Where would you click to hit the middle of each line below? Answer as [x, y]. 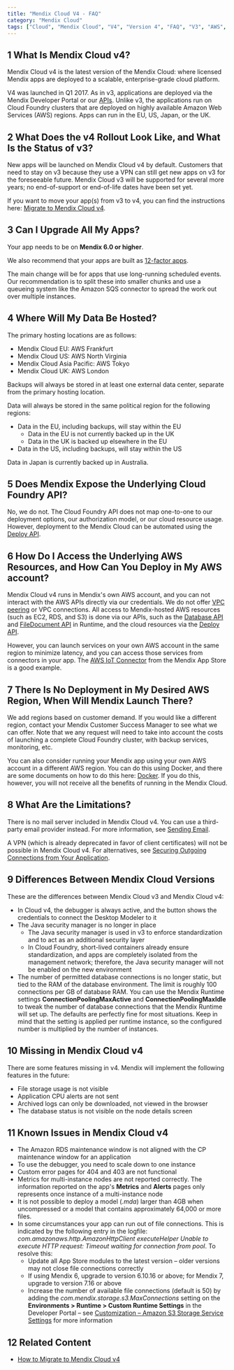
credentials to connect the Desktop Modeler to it [87, 917]
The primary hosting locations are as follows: [72, 335]
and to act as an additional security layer [86, 939]
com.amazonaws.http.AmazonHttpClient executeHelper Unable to [113, 1239]
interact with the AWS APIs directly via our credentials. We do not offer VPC [116, 603]
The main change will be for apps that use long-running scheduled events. [115, 274]
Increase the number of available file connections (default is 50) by [124, 1291]
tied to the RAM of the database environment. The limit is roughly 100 [117, 984]
